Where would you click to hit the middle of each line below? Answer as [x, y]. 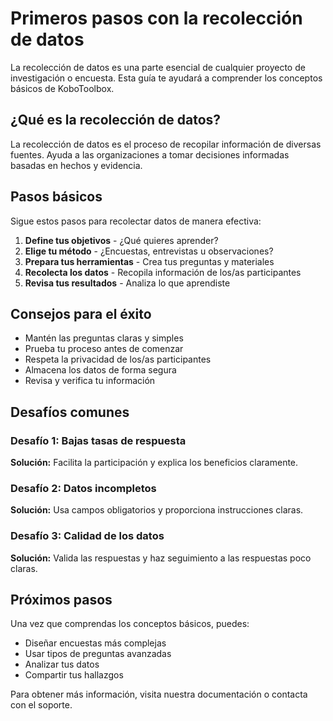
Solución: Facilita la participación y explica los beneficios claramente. [154, 463]
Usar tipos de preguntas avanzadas [98, 654]
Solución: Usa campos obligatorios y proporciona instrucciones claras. [157, 510]
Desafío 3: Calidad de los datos [87, 536]
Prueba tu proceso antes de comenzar [104, 349]
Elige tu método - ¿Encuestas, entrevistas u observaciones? [149, 251]
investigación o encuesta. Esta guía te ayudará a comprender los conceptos [166, 78]
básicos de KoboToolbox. [62, 88]
